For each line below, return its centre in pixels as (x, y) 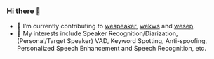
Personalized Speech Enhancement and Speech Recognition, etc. (112, 49)
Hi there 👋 (24, 11)
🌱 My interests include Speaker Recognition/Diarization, (97, 33)
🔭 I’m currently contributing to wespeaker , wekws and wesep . (106, 26)
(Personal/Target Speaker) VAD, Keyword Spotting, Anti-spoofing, (112, 41)
